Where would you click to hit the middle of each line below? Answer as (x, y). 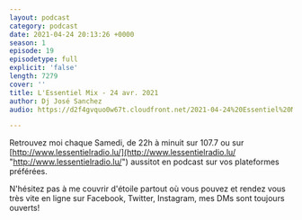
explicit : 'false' (44, 68)
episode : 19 (31, 51)
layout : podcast (40, 18)
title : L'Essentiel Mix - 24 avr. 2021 (84, 92)
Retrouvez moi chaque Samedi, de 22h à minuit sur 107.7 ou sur (127, 143)
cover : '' (28, 84)
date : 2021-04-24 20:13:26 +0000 (72, 34)
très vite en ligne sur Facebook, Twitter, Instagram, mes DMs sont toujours (147, 198)
